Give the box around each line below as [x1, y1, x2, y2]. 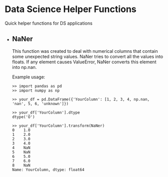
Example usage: [12, 74, 46, 80]
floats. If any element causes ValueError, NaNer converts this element [12, 59, 156, 65]
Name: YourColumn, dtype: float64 [12, 167, 85, 172]
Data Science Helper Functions [5, 4, 137, 15]
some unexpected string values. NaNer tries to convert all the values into [12, 53, 163, 59]
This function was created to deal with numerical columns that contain [12, 48, 158, 54]
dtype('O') [12, 114, 35, 119]
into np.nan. [12, 64, 37, 70]
